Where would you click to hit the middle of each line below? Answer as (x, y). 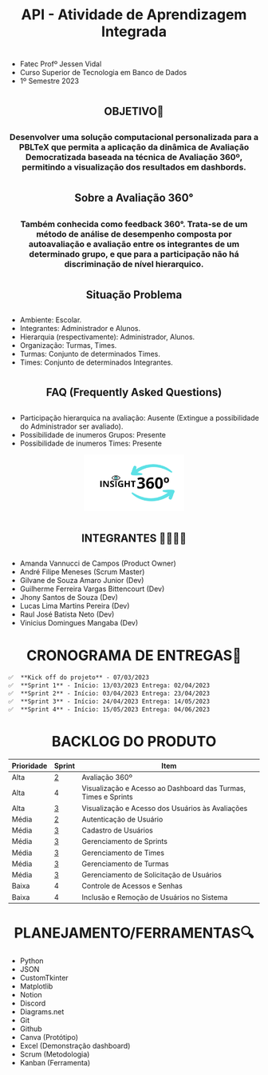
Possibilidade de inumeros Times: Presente (91, 443)
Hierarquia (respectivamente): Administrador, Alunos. (107, 337)
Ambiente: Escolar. (51, 320)
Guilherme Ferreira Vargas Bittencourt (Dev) (92, 589)
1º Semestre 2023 (49, 81)
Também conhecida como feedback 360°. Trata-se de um (134, 224)
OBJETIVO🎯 (134, 111)
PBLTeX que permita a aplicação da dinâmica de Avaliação (134, 147)
